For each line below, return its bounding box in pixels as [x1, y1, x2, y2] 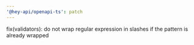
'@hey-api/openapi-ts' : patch [6, 8, 83, 15]
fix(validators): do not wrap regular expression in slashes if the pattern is [6, 25, 189, 32]
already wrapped [6, 31, 49, 39]
